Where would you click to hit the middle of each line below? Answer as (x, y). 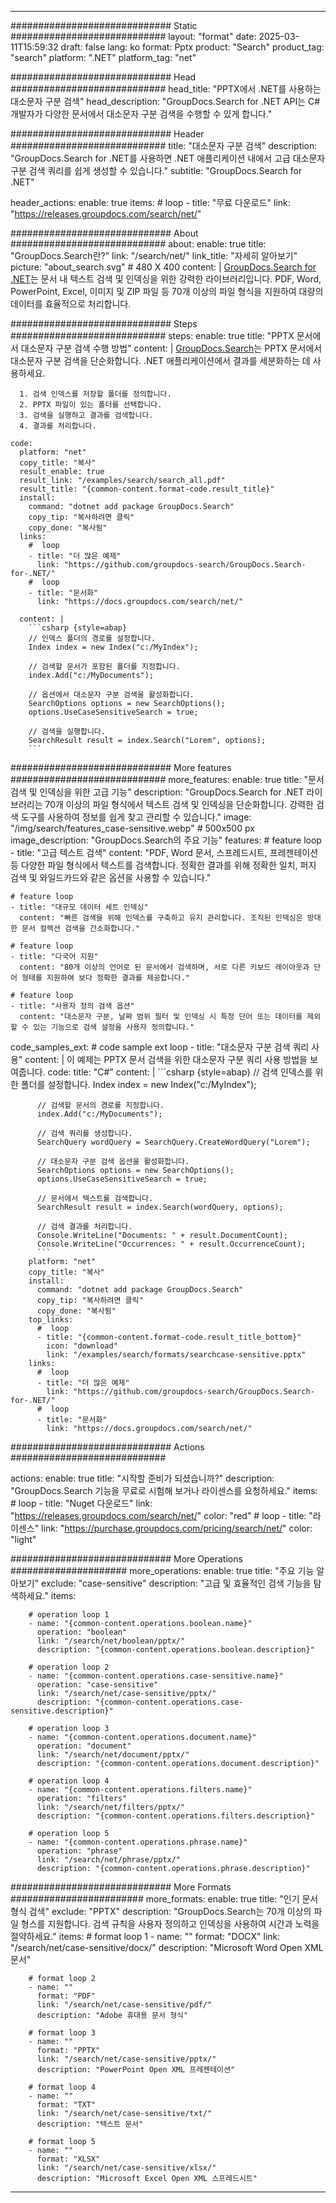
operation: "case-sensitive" (97, 1685)
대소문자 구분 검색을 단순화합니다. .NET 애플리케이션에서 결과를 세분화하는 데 (160, 360)
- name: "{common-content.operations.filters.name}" (140, 1790)
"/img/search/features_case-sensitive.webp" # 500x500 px (132, 828)
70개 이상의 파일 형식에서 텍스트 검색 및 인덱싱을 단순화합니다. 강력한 (179, 804)
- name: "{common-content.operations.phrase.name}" (138, 1842)
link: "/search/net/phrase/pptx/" (109, 1860)
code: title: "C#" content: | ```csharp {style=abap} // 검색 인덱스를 (180, 1072)
